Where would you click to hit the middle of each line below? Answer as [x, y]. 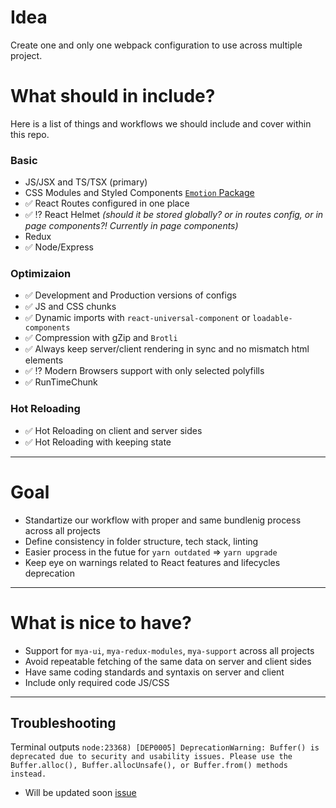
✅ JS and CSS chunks [70, 307]
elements [44, 360]
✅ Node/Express [59, 247]
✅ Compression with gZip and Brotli [101, 338]
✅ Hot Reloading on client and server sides [113, 430]
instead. [28, 774]
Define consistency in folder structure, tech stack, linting [141, 541]
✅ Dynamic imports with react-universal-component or [137, 318]
